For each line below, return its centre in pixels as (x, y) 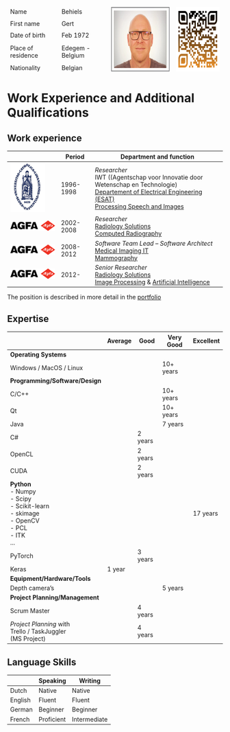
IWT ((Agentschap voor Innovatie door (149, 177)
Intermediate (90, 719)
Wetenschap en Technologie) (136, 184)
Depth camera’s (32, 588)
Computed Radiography (128, 233)
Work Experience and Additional (101, 98)
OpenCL (22, 454)
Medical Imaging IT (122, 251)
